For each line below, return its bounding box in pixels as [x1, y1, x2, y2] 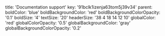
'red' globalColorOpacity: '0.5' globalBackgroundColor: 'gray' [5, 20, 131, 26]
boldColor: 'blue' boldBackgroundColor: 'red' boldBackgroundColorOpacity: [5, 9, 161, 15]
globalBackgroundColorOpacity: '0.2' [5, 25, 82, 31]
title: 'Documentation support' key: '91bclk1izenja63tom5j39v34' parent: [5, 4, 153, 10]
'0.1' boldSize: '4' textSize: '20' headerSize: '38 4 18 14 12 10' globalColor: [5, 15, 156, 20]
